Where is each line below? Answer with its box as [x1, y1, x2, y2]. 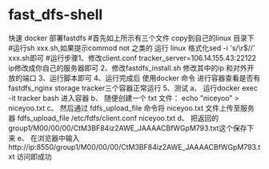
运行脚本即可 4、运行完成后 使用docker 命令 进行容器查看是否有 [49, 73, 261, 82]
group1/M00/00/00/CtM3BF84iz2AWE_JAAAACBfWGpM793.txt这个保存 [8, 123, 247, 133]
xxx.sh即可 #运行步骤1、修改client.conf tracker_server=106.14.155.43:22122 [8, 53, 257, 62]
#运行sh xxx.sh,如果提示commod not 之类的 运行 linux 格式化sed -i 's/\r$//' [8, 42, 255, 53]
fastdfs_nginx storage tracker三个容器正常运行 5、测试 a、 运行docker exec [8, 82, 259, 93]
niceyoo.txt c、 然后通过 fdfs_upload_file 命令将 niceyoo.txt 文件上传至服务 [8, 103, 255, 113]
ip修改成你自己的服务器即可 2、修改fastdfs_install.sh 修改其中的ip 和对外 [8, 62, 247, 73]
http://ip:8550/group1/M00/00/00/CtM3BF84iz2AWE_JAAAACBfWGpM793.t [8, 142, 261, 151]
